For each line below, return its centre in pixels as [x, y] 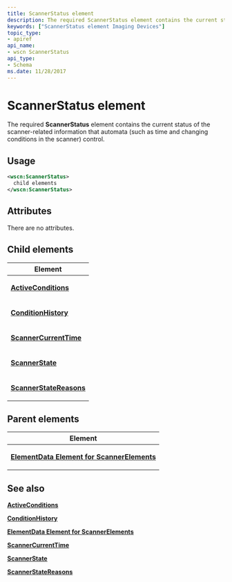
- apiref [20, 39]
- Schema [20, 65]
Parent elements [43, 419]
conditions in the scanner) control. [56, 139]
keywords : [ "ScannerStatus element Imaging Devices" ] [86, 26]
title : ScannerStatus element [51, 13]
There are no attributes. [41, 228]
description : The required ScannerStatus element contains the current [112, 20]
